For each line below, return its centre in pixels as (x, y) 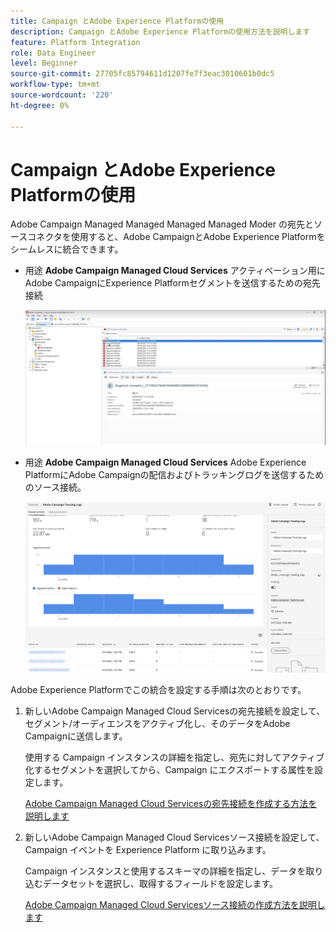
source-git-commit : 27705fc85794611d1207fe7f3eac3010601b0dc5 (142, 74)
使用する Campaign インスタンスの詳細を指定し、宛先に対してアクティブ (174, 757)
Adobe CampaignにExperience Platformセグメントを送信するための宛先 (172, 283)
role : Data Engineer (53, 53)
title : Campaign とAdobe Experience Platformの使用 (117, 21)
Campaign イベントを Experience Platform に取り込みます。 (148, 850)
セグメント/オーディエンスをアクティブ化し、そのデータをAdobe (157, 724)
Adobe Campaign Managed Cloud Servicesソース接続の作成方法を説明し (175, 905)
